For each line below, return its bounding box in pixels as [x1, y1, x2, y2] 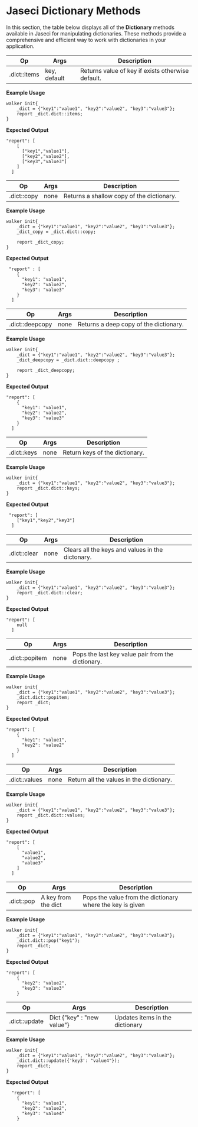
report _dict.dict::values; [16, 812, 85, 818]
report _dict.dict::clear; [16, 590, 83, 595]
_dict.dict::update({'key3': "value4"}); [16, 1057, 120, 1064]
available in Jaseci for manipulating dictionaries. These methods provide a [6, 30, 187, 37]
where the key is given [82, 901, 146, 909]
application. [6, 43, 35, 50]
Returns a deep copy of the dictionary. [77, 320, 184, 328]
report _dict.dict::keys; [16, 485, 81, 491]
